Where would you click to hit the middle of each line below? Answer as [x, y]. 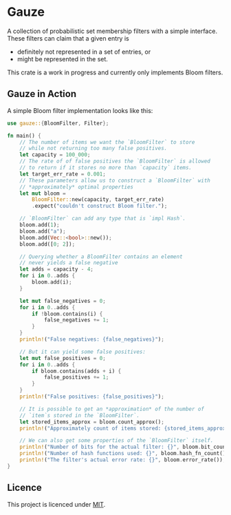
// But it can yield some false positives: [83, 352]
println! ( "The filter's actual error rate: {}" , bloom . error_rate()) [121, 460]
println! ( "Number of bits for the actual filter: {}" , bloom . [110, 447]
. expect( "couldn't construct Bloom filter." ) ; [100, 206]
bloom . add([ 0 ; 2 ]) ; [47, 244]
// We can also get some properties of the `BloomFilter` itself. [117, 441]
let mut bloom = [43, 193]
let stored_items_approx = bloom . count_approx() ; [92, 422]
